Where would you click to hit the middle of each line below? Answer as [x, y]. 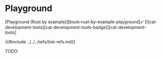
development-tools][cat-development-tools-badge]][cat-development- [76, 27]
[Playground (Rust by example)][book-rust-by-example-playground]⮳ [74, 22]
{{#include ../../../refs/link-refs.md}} [40, 42]
